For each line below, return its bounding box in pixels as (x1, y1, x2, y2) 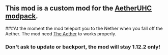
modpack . (5, 12, 38, 21)
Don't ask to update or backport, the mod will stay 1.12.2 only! (5, 43, 160, 50)
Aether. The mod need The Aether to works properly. (5, 30, 117, 37)
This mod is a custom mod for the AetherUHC (5, 4, 152, 13)
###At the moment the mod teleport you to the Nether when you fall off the (5, 25, 163, 31)
